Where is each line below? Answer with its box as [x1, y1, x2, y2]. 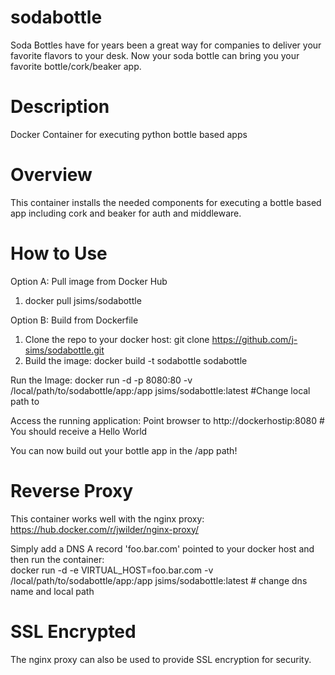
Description [10, 96, 110, 118]
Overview [10, 164, 93, 186]
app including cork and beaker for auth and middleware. [10, 207, 242, 219]
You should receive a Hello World [10, 425, 148, 437]
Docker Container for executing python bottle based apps [10, 128, 248, 140]
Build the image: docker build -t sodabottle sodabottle [24, 354, 248, 366]
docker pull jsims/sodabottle [24, 294, 142, 306]
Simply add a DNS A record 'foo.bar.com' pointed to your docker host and [10, 542, 315, 555]
